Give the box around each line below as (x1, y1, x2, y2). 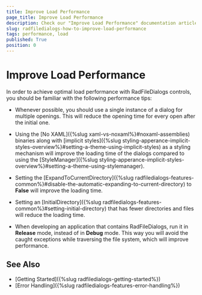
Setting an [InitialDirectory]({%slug (14, 198, 102, 205)
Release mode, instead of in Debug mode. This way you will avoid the (14, 229, 188, 236)
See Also (6, 260, 40, 270)
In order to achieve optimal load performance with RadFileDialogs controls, (6, 88, 192, 95)
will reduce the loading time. (14, 211, 85, 218)
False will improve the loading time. (14, 187, 103, 194)
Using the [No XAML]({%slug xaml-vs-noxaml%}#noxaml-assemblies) (14, 130, 191, 138)
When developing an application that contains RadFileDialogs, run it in (14, 223, 188, 230)
